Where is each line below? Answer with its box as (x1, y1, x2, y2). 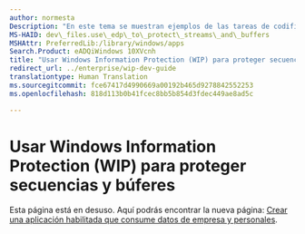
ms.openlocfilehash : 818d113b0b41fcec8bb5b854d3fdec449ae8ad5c (9, 89, 254, 98)
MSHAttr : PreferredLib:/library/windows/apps (9, 38, 184, 48)
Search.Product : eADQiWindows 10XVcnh (9, 47, 156, 56)
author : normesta (9, 13, 75, 23)
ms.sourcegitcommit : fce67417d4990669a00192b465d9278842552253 (9, 81, 254, 90)
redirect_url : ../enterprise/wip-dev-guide (9, 64, 177, 73)
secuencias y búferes (9, 174, 175, 195)
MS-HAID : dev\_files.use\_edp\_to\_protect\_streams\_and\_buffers (9, 30, 271, 39)
